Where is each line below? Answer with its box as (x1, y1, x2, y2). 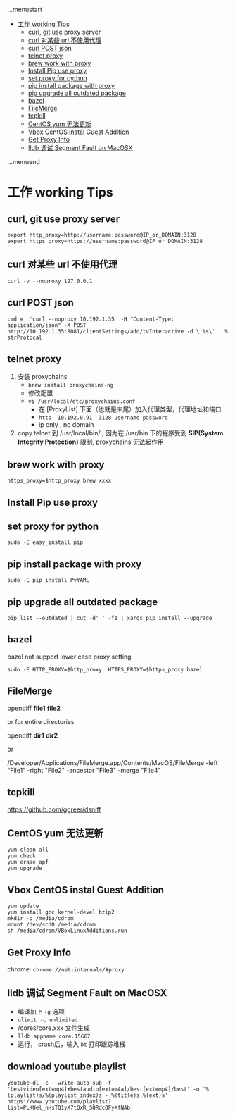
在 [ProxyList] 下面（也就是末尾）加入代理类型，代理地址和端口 (38, 405, 222, 414)
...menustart (7, 6, 43, 13)
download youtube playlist (7, 1061, 127, 1073)
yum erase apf (7, 859, 49, 866)
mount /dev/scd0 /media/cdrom (7, 921, 96, 928)
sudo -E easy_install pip (7, 539, 83, 546)
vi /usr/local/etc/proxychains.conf (27, 398, 136, 405)
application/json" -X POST (7, 321, 87, 329)
